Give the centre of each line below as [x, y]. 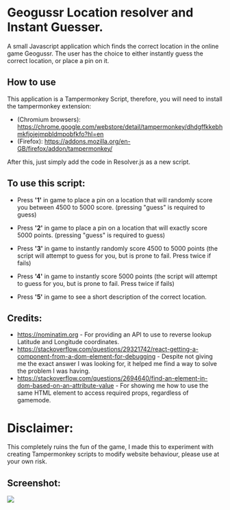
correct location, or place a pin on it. [58, 60]
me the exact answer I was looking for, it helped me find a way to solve [117, 364]
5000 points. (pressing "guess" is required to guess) [91, 235]
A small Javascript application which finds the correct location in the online [113, 46]
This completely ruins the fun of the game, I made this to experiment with [110, 447]
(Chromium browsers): [49, 119]
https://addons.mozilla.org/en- [88, 141]
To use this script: [46, 183]
